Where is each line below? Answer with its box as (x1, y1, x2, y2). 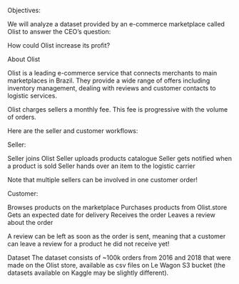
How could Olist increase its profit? (7, 41, 111, 49)
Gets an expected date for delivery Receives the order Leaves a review (7, 211, 215, 219)
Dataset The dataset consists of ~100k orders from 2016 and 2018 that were (7, 253, 231, 262)
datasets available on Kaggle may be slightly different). (7, 268, 169, 277)
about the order (7, 219, 54, 226)
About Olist (7, 55, 41, 63)
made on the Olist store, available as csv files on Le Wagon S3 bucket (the (7, 261, 226, 269)
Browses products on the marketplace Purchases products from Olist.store (7, 203, 228, 211)
